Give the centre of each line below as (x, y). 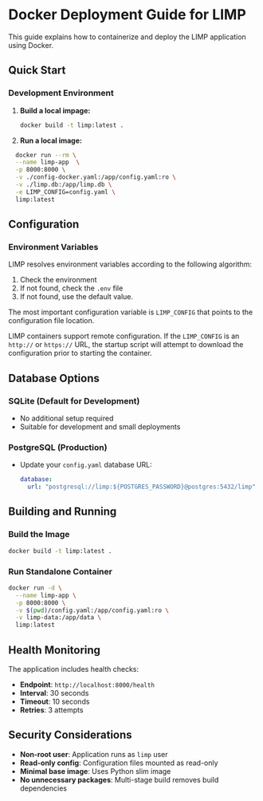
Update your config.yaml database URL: (86, 465)
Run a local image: (51, 140)
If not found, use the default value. (77, 297)
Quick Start (37, 71)
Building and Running (63, 512)
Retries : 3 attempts (51, 710)
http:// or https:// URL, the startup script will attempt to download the (126, 345)
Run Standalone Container (61, 571)
